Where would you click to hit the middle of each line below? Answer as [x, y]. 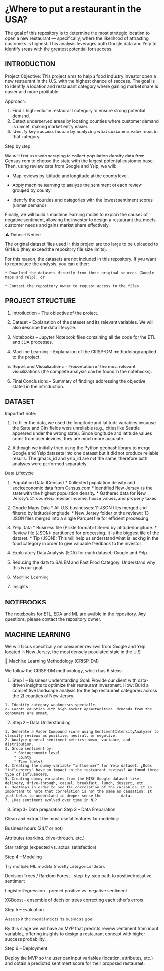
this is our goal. [28, 568]
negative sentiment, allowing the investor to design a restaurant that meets [80, 220]
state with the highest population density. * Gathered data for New [79, 493]
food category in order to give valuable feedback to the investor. [77, 544]
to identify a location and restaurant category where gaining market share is [82, 86]
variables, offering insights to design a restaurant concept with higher [75, 934]
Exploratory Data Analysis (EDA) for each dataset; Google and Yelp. [80, 553]
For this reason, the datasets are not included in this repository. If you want [81, 259]
